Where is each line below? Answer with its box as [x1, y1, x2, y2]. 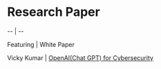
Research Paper [7, 4, 100, 20]
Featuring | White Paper [7, 40, 75, 48]
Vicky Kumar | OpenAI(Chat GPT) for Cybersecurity [7, 53, 154, 62]
